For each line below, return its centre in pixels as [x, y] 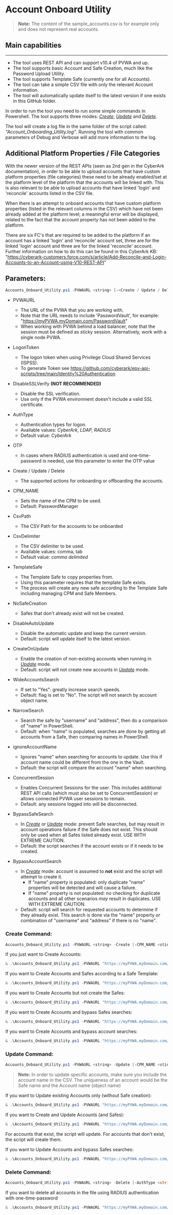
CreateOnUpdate [31, 649]
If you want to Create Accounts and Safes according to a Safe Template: [82, 974]
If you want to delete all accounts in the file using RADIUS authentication [82, 1192]
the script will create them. [33, 1139]
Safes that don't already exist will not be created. [72, 613]
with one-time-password [32, 1198]
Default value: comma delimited [54, 557]
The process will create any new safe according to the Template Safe [94, 588]
